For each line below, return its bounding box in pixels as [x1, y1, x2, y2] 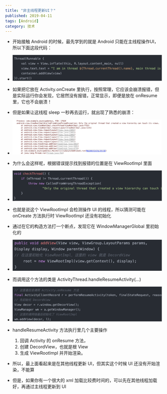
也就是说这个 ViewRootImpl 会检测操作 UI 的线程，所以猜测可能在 [12, 207, 146, 213]
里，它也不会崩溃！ [12, 98, 52, 104]
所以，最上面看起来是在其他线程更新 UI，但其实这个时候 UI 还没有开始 [12, 360, 156, 366]
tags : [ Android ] [5, 18, 39, 23]
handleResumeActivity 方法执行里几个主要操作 [12, 327, 108, 333]
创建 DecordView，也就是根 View [19, 343, 88, 350]
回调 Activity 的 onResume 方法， [19, 337, 88, 343]
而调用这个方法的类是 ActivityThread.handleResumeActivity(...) [12, 276, 142, 283]
